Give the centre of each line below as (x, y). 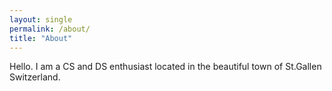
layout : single (41, 19)
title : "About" (41, 38)
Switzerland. (35, 77)
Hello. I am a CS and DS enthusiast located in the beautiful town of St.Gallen (165, 67)
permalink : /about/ (50, 29)
